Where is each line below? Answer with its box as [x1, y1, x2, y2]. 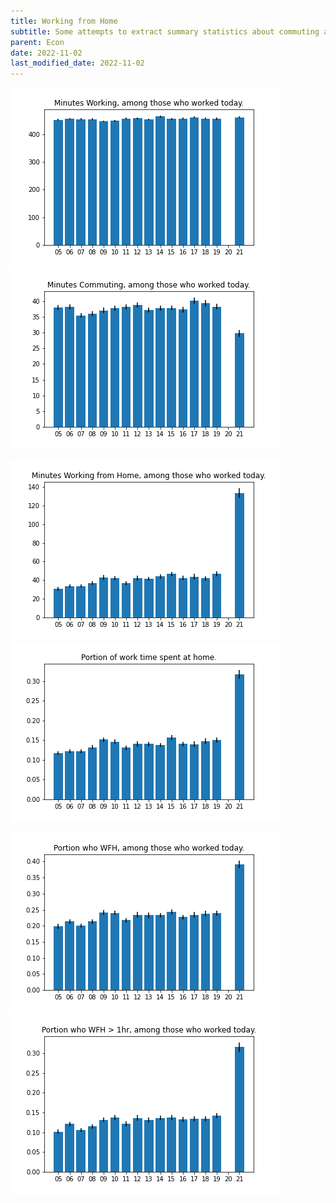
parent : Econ [10, 37, 65, 47]
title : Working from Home [10, 16, 118, 26]
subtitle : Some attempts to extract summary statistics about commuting [10, 26, 320, 37]
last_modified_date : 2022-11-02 [10, 58, 145, 69]
